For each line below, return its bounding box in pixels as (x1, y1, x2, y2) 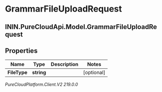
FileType (7, 69, 28, 76)
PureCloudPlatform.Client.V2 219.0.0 (5, 81, 79, 88)
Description (50, 61, 79, 68)
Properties (5, 46, 38, 55)
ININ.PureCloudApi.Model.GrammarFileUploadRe (5, 23, 157, 31)
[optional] (83, 69, 106, 76)
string (32, 69, 47, 76)
